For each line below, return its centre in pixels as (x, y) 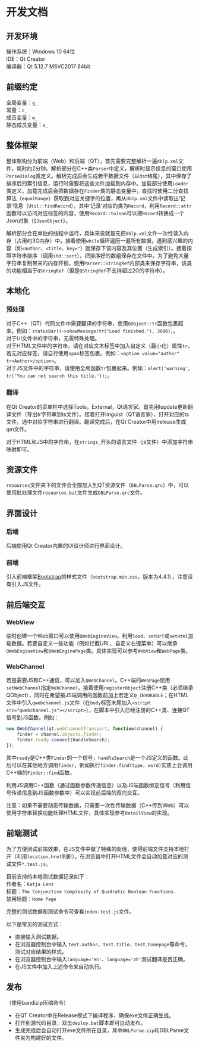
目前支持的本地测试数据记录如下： (48, 876)
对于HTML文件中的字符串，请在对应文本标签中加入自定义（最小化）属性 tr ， (99, 346)
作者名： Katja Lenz (30, 884)
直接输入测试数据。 (38, 937)
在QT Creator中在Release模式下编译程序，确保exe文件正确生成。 (94, 1015)
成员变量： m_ (22, 117)
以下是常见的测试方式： (35, 924)
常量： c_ (17, 110)
